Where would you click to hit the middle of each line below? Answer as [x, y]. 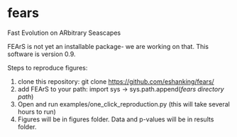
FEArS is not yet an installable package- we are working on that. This [108, 46]
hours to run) [37, 111]
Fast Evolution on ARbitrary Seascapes [64, 33]
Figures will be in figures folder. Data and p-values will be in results [116, 119]
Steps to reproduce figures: [48, 67]
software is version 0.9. [42, 54]
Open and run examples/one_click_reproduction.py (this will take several [124, 104]
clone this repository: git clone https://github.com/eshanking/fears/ [116, 81]
